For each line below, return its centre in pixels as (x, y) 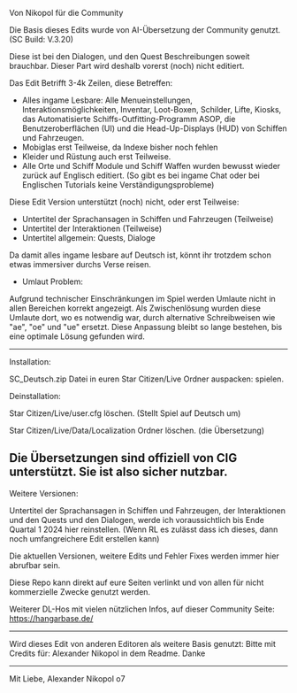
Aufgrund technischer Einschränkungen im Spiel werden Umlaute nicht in (142, 299)
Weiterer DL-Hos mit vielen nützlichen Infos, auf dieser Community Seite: (142, 609)
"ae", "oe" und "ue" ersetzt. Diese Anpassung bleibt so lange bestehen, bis (146, 327)
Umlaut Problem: (53, 281)
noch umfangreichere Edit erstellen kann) (84, 538)
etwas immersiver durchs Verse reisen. (80, 264)
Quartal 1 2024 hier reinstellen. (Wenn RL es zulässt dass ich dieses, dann (144, 529)
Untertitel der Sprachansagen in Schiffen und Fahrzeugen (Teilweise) (148, 219)
